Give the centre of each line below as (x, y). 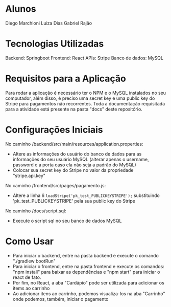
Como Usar (30, 241)
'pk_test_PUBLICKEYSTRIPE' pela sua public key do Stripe (74, 201)
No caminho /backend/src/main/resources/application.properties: (74, 144)
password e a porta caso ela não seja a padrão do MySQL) (74, 165)
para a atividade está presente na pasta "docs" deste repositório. (74, 109)
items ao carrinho (31, 288)
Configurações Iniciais (54, 130)
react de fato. (27, 277)
